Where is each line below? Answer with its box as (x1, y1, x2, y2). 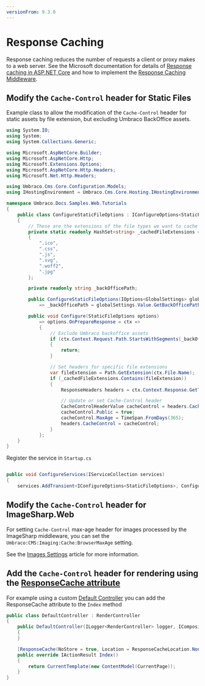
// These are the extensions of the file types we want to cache (28, 223, 198, 229)
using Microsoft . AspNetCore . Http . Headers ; (6, 166, 116, 173)
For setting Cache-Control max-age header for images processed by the (6, 526, 187, 533)
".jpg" (38, 269, 56, 275)
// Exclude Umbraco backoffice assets (49, 330, 149, 337)
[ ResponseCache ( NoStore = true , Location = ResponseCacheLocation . (17, 646, 192, 652)
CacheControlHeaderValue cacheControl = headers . (60, 403, 190, 410)
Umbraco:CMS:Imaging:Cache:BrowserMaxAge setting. (6, 539, 134, 546)
